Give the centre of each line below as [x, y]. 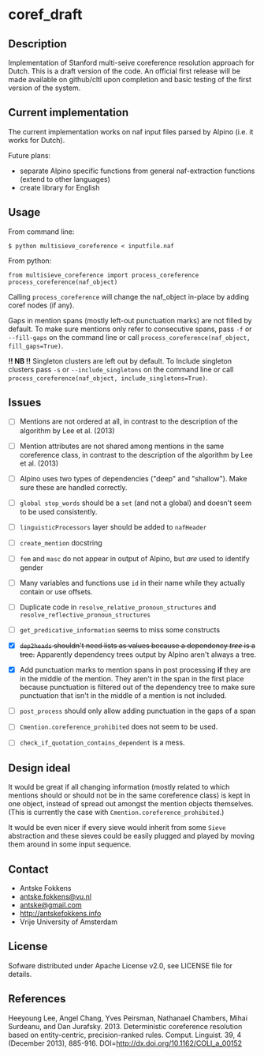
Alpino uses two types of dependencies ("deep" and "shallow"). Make [133, 478]
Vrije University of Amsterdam [69, 922]
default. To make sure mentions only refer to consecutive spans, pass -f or [130, 329]
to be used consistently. [58, 511]
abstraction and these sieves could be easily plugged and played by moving [131, 836]
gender [31, 568]
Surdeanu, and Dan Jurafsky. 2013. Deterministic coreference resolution [125, 1026]
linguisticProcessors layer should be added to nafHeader [113, 526]
